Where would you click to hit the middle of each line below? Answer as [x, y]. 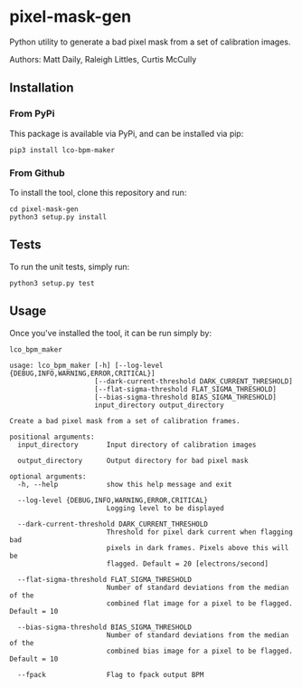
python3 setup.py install [58, 217]
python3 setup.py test [52, 283]
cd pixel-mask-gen [44, 209]
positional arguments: [52, 437]
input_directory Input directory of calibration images [137, 445]
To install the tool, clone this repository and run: [98, 192]
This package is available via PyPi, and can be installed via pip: [127, 133]
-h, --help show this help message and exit [125, 484]
